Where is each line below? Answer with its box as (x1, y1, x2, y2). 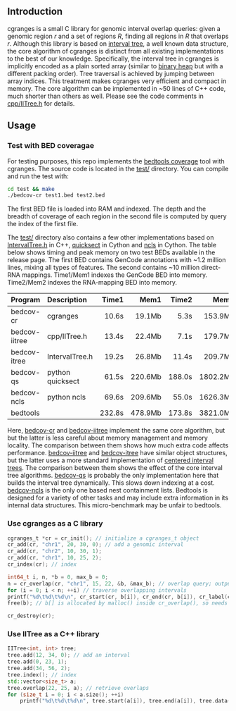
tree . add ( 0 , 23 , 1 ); (7, 658, 68, 665)
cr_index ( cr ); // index (7, 561, 77, 568)
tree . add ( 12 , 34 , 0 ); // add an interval (7, 652, 131, 659)
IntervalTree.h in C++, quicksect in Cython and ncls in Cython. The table (7, 241, 216, 249)
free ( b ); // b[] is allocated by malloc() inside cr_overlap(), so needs (7, 600, 228, 607)
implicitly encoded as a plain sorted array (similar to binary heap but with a (7, 61, 223, 70)
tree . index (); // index (7, 671, 77, 679)
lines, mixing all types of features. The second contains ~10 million (7, 264, 200, 272)
